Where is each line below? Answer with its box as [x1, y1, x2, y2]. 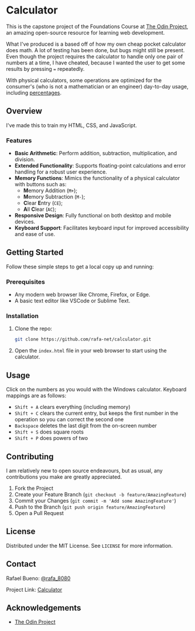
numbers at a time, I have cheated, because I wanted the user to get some [6, 59, 186, 66]
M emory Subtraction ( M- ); [23, 193, 85, 200]
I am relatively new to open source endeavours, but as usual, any [6, 467, 163, 474]
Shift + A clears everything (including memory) [14, 404, 131, 411]
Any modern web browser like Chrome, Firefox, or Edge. [14, 291, 150, 298]
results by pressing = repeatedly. [6, 65, 85, 72]
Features [6, 136, 32, 144]
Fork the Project [14, 485, 54, 492]
